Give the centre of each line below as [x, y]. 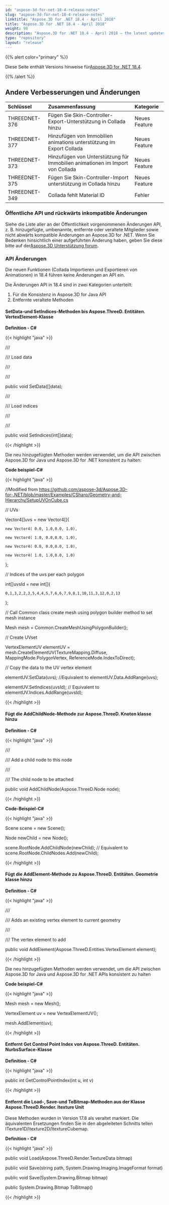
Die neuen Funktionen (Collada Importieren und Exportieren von [71, 270]
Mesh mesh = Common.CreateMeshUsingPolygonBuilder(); [67, 628]
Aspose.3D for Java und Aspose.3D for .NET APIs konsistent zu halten [78, 974]
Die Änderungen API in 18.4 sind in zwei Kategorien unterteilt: [69, 285]
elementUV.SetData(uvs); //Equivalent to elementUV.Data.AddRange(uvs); [82, 678]
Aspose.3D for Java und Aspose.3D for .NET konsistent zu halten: [73, 460]
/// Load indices [22, 406]
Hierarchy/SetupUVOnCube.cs [37, 500]
